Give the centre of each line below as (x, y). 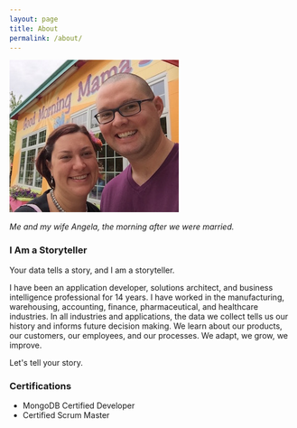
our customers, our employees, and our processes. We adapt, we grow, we (149, 335)
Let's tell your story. (46, 362)
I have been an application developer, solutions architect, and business (141, 287)
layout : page (34, 19)
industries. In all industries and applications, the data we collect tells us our (149, 316)
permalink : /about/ (46, 38)
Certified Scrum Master (66, 414)
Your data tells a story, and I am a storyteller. (92, 270)
